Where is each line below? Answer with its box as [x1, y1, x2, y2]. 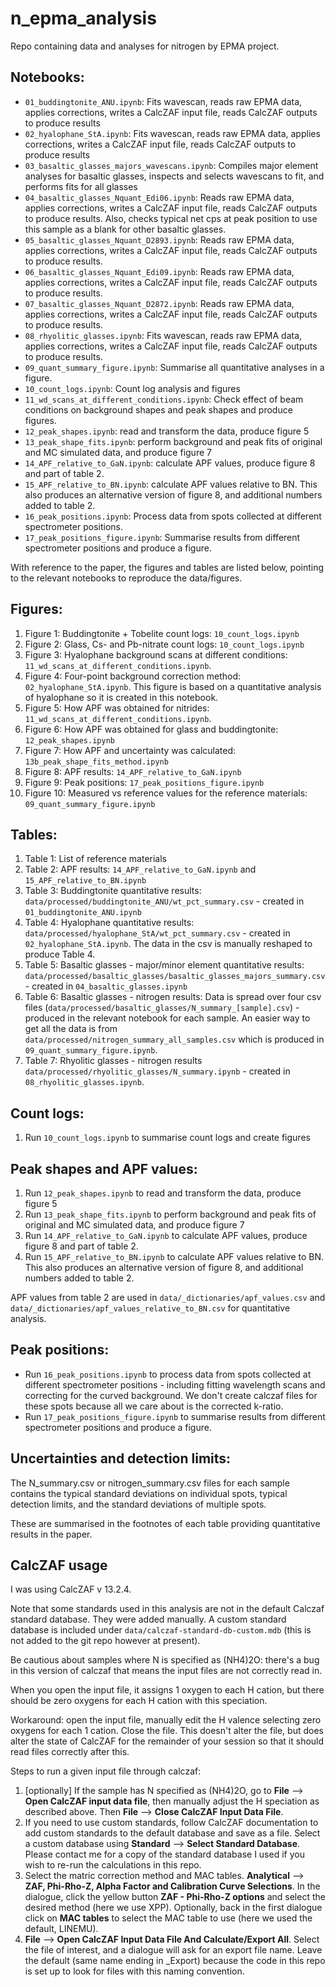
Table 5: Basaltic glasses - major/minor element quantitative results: [24, 959, 305, 971]
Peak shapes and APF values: [10, 1160, 198, 1177]
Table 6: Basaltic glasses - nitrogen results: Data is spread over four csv [24, 991, 322, 1003]
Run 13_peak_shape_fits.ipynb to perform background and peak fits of [24, 1208, 317, 1220]
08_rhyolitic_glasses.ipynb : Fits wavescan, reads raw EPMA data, [24, 329, 303, 341]
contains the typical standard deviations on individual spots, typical [10, 1487, 288, 1499]
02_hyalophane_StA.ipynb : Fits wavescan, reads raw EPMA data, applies [24, 127, 321, 139]
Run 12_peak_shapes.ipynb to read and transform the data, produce [24, 1187, 302, 1199]
